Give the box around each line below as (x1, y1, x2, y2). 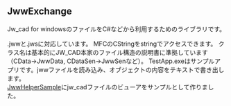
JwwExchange (7, 6, 72, 17)
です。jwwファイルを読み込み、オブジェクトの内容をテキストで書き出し (19, 65, 225, 73)
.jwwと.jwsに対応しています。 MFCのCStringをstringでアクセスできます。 (7, 39, 217, 48)
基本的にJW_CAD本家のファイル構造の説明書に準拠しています (31, 48, 208, 56)
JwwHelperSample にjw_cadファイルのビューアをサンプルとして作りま (7, 82, 208, 91)
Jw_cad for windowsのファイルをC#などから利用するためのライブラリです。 (7, 24, 226, 33)
